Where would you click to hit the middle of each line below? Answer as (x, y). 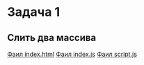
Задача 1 (34, 12)
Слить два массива (52, 38)
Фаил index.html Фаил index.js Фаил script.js (72, 54)
